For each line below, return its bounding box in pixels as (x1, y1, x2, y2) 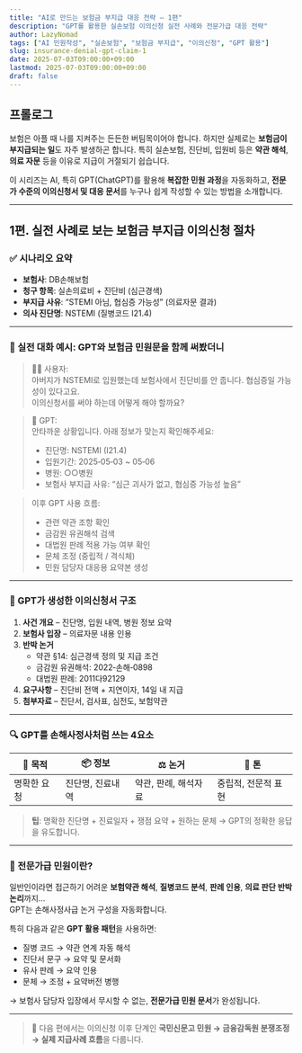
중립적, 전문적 (217, 777, 272, 790)
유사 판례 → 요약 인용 (22, 965, 97, 976)
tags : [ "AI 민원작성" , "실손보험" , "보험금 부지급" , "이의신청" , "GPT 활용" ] (9, 38, 270, 48)
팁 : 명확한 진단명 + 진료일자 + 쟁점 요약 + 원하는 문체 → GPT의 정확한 (31, 816, 276, 826)
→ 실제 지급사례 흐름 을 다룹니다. (31, 1034, 144, 1045)
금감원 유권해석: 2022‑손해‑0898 (35, 662, 153, 673)
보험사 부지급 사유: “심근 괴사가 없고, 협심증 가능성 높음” (44, 478, 241, 489)
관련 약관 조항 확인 (44, 516, 111, 527)
